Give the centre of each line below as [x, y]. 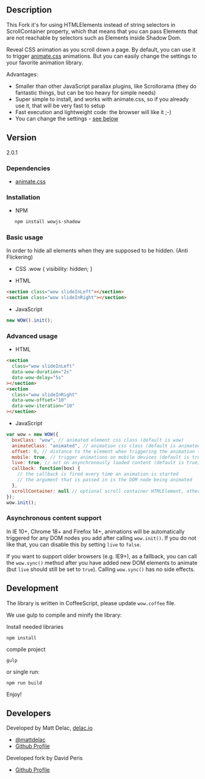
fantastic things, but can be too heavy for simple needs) [85, 92]
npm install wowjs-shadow [47, 222]
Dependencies [28, 168]
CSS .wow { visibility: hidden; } [54, 269]
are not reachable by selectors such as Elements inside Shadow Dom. [94, 38]
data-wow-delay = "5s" [38, 378]
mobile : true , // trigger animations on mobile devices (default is [101, 457]
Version [21, 138]
